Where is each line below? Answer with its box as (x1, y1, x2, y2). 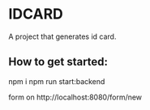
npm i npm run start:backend (8, 76, 105, 86)
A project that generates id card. (8, 32, 117, 41)
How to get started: (8, 55, 108, 69)
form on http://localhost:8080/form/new (8, 92, 143, 102)
